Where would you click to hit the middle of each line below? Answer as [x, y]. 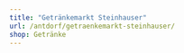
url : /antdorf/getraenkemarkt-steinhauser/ [92, 26]
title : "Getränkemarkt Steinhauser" [78, 18]
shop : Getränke [38, 34]
